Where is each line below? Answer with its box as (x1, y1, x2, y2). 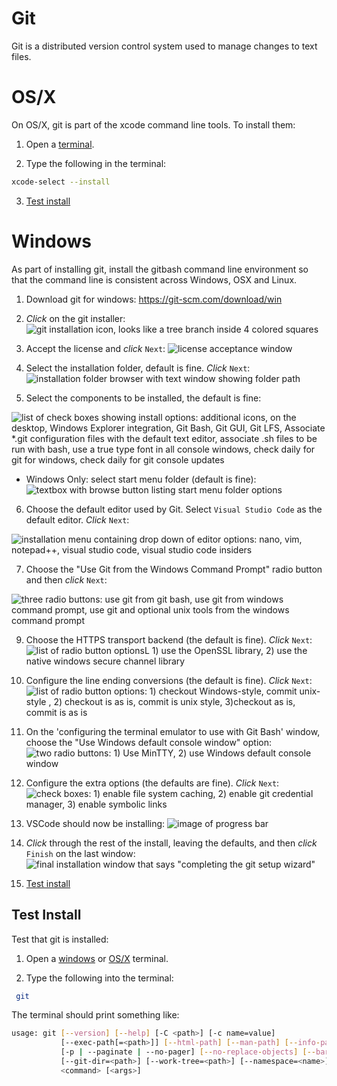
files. (11, 50, 32, 62)
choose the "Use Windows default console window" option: (25, 736, 272, 748)
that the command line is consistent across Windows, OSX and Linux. (11, 273, 298, 286)
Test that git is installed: (11, 933, 109, 945)
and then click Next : (25, 573, 108, 586)
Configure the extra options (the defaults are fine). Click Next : (25, 777, 280, 789)
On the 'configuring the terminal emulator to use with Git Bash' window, (25, 725, 321, 737)
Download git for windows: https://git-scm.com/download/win (25, 293, 283, 305)
